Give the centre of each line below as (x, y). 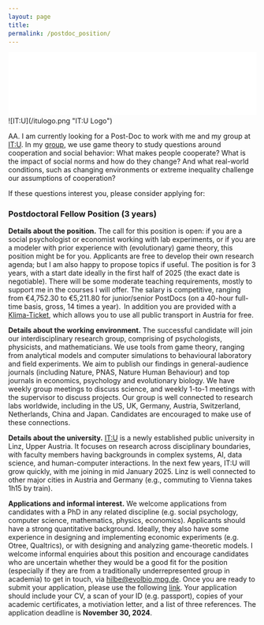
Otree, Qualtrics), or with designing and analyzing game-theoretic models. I (131, 546)
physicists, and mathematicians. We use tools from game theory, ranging (126, 347)
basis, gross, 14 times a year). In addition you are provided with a (130, 307)
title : (19, 25)
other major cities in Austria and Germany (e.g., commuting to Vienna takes (130, 480)
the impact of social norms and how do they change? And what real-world (129, 161)
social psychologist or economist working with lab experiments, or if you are (132, 239)
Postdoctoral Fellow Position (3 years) (83, 213)
